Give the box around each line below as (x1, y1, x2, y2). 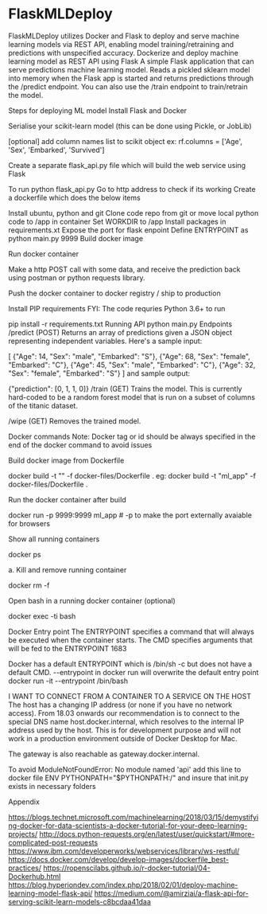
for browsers (8, 518, 50, 528)
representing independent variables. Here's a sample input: (8, 336, 203, 346)
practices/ (8, 863, 42, 873)
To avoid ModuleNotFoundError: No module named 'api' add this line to (8, 764, 242, 774)
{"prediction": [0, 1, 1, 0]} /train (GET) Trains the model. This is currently (8, 384, 242, 393)
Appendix (8, 797, 40, 807)
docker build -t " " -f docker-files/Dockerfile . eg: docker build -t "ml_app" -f (8, 471, 257, 480)
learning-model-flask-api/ (8, 889, 93, 898)
